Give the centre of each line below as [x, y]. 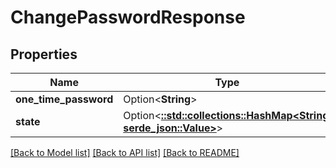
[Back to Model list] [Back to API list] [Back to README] [125, 152]
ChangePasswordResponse [128, 17]
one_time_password [64, 99]
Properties [44, 54]
